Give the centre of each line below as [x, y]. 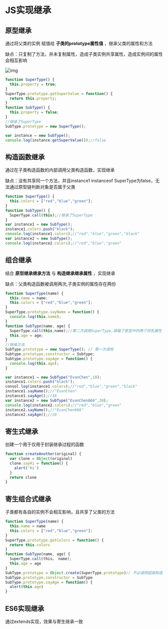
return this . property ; [33, 98]
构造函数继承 [25, 157]
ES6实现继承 [25, 608]
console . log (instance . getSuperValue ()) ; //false [56, 140]
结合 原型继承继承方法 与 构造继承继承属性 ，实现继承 [60, 273]
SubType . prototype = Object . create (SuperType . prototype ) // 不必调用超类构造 [84, 573]
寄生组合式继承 [28, 499]
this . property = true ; [33, 84]
